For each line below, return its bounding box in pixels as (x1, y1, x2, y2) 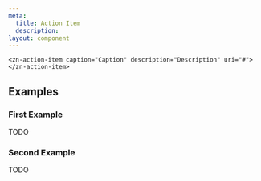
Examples (8, 85, 59, 99)
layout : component (8, 34, 70, 42)
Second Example (8, 147, 75, 158)
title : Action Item (15, 19, 81, 27)
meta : (8, 11, 27, 20)
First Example (8, 109, 63, 120)
